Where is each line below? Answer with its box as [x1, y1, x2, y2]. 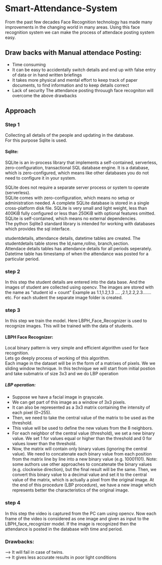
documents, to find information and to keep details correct [12, 82, 129, 88]
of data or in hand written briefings [12, 72, 82, 78]
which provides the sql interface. [5, 226, 71, 232]
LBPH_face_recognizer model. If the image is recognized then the [5, 521, 137, 527]
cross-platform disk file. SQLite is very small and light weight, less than [5, 205, 147, 211]
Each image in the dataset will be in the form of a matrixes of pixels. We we [5, 361, 156, 366]
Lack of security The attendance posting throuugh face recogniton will [12, 87, 154, 93]
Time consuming [12, 61, 46, 67]
